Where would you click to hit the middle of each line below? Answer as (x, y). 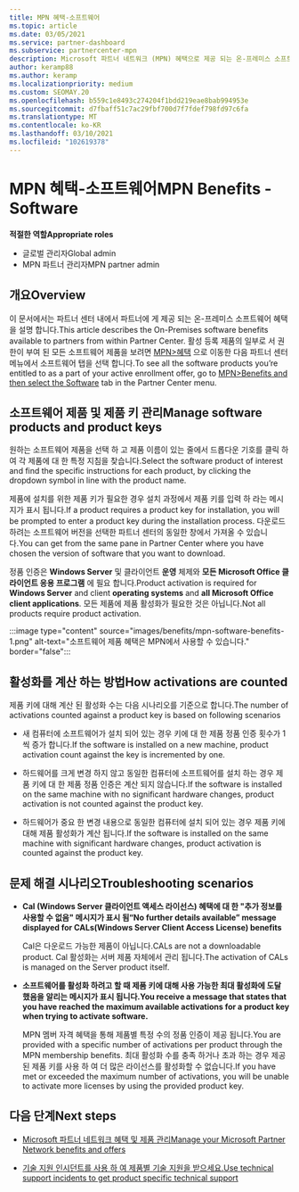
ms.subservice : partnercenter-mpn (73, 51)
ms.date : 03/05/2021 (48, 34)
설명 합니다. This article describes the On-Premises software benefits (143, 329)
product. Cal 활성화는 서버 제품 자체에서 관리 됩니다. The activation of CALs (155, 956)
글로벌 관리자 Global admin (69, 253)
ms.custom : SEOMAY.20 (49, 92)
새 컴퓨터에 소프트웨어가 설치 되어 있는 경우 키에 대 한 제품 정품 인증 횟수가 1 (154, 733)
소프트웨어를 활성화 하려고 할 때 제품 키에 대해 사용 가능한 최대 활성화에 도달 (152, 985)
